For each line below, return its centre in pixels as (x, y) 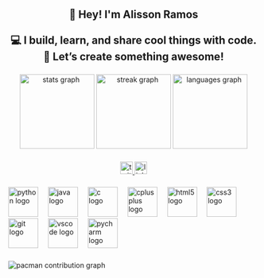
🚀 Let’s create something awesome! (134, 57)
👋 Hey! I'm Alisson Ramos (134, 15)
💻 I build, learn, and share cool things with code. (134, 41)
